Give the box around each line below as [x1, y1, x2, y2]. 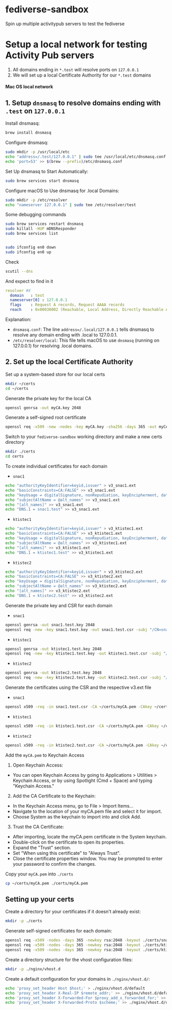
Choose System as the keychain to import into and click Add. [12, 813, 142, 820]
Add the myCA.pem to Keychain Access [5, 752, 84, 758]
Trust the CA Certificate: [12, 824, 64, 830]
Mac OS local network [5, 84, 53, 90]
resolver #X [5, 288, 31, 293]
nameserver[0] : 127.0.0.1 [10, 297, 68, 303]
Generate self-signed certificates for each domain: [5, 928, 112, 934]
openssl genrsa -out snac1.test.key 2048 [5, 622, 95, 627]
